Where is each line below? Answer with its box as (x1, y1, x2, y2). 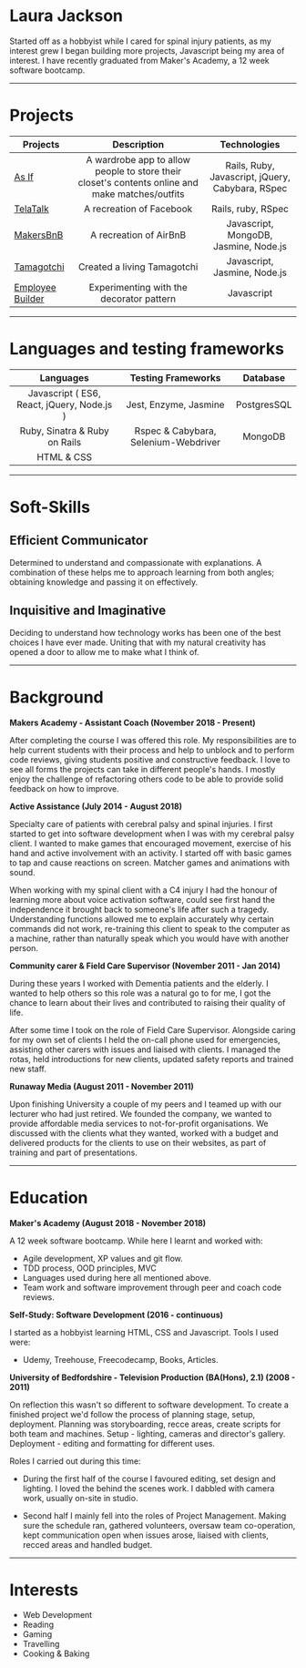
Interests (9, 1580, 79, 1600)
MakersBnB (14, 229, 64, 241)
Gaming (22, 1629, 53, 1640)
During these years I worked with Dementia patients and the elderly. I (9, 977, 269, 988)
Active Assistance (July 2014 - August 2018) (9, 801, 183, 812)
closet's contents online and (77, 176, 199, 189)
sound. (9, 866, 36, 877)
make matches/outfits (91, 188, 185, 200)
